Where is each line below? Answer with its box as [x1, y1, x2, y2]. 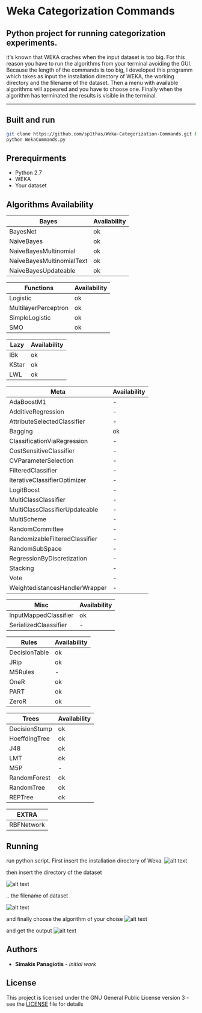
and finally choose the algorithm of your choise [6, 915, 123, 922]
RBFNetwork [9, 820, 45, 829]
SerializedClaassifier [9, 621, 67, 630]
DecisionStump [9, 725, 53, 733]
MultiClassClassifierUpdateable [9, 506, 99, 514]
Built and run [6, 115, 55, 125]
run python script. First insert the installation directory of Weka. [6, 857, 164, 864]
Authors [6, 944, 38, 955]
